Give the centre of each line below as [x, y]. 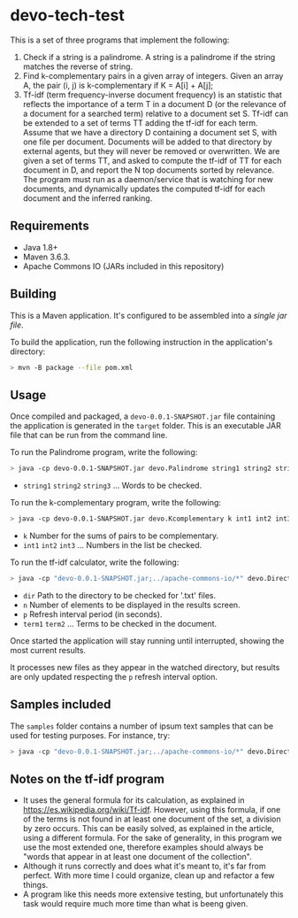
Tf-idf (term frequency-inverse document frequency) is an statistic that [152, 95]
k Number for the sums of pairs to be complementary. [121, 536]
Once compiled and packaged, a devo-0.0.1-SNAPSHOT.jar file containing [143, 416]
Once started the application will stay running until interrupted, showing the [147, 640]
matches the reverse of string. [78, 66]
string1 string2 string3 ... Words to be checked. [112, 486]
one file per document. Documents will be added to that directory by [147, 142]
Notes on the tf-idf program [87, 779]
